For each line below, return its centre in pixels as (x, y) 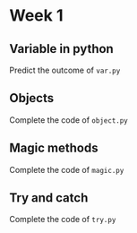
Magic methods (54, 148)
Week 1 (36, 16)
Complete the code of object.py (68, 120)
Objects (32, 98)
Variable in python (61, 49)
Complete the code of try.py (63, 220)
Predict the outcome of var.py (65, 70)
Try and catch (49, 198)
